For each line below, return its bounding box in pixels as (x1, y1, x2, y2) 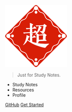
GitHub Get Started (5, 102, 44, 108)
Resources (12, 87, 35, 93)
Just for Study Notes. (17, 72, 61, 78)
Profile (12, 92, 26, 98)
